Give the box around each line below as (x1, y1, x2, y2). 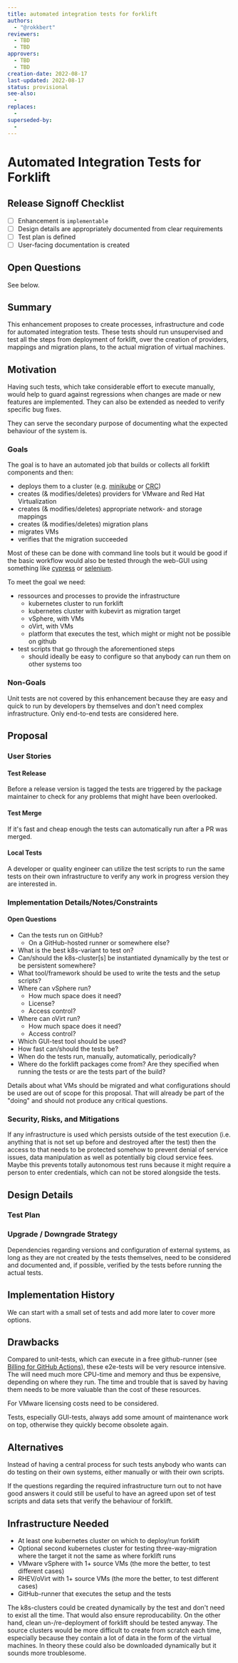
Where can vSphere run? (17, 984, 91, 992)
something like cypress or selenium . (7, 564, 113, 573)
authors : (7, 17, 33, 24)
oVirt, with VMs (28, 622, 73, 631)
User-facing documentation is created (17, 240, 130, 249)
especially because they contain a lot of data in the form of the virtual (7, 1633, 212, 1642)
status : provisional (7, 83, 69, 91)
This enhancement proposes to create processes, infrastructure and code (7, 320, 224, 329)
